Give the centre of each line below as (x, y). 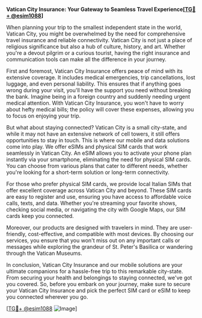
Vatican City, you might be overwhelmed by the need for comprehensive (96, 34)
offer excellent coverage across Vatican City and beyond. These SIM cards (99, 190)
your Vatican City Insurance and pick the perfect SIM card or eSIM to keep (98, 290)
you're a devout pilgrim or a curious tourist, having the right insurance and (98, 53)
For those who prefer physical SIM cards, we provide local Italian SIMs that (99, 184)
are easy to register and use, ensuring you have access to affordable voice (99, 197)
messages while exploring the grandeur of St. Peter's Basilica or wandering (99, 247)
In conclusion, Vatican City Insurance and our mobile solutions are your (94, 265)
